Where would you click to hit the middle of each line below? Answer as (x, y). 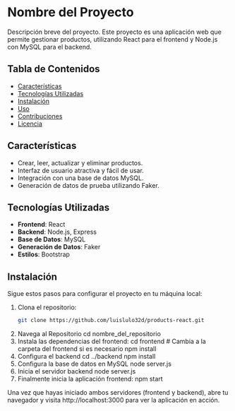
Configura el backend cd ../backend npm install (86, 357)
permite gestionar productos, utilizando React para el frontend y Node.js (113, 39)
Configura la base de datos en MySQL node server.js (94, 364)
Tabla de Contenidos (54, 69)
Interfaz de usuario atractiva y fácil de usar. (81, 170)
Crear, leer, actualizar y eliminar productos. (80, 162)
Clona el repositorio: (47, 307)
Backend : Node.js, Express (57, 232)
